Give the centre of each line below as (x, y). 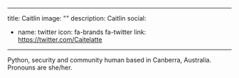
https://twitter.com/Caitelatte (60, 39)
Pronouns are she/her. (40, 67)
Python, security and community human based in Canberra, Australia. (110, 60)
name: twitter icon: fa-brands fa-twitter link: (82, 32)
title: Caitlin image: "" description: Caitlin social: (77, 18)
